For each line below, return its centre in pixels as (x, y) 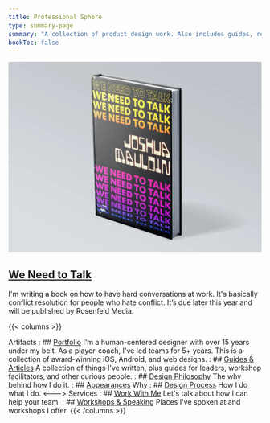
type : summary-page (41, 25)
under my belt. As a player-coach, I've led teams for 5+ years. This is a (125, 351)
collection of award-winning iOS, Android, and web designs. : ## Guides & (131, 359)
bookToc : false (34, 43)
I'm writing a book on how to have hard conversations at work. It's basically (133, 294)
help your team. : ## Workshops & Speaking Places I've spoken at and (125, 402)
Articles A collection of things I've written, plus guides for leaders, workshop (135, 368)
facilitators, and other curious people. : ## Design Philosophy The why (125, 376)
